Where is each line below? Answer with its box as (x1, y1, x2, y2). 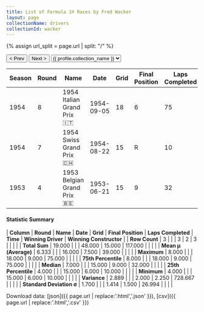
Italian (63, 95, 80, 104)
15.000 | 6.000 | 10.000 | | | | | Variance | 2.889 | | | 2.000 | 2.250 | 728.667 (6, 274, 195, 282)
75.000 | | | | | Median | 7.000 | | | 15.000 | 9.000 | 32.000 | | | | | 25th (6, 262, 180, 269)
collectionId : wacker (6, 25, 61, 32)
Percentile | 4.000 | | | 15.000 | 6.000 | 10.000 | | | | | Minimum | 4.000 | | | (6, 268, 192, 275)
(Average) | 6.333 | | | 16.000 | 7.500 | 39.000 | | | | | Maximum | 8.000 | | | (6, 248, 193, 256)
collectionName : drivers (6, 20, 69, 26)
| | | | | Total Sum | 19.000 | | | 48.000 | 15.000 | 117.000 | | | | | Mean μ (6, 242, 181, 249)
